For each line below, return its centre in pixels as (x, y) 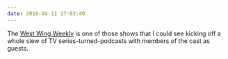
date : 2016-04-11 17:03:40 (46, 14)
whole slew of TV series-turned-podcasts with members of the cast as (108, 41)
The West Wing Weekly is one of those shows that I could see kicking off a (114, 33)
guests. (18, 48)
